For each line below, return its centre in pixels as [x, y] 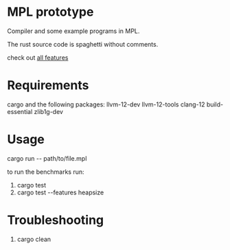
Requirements [48, 86]
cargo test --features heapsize [60, 192]
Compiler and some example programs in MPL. [73, 31]
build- [215, 104]
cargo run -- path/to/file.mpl [47, 158]
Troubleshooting [56, 220]
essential [20, 111]
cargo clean [34, 239]
